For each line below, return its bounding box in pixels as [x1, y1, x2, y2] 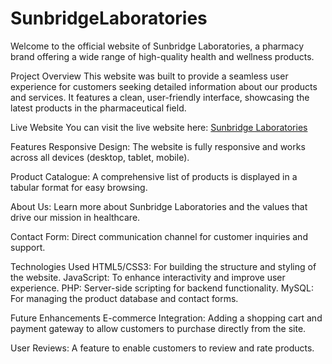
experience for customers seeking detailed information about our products [10, 80, 318, 92]
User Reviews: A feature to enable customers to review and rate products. [10, 342, 315, 354]
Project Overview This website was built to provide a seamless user [10, 70, 289, 82]
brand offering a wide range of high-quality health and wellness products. [10, 50, 315, 62]
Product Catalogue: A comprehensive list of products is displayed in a [10, 170, 298, 182]
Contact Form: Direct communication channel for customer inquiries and [10, 230, 308, 242]
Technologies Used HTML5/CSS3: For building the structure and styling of [10, 260, 317, 272]
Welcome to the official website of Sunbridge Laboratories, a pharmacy [10, 40, 304, 52]
